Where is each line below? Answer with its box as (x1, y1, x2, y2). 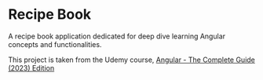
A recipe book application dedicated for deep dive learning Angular (8, 31, 226, 41)
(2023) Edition (8, 63, 55, 72)
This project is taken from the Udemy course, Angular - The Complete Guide (8, 55, 255, 64)
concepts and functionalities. (8, 39, 102, 49)
